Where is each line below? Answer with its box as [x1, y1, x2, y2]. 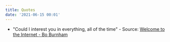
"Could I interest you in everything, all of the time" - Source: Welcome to [12, 26, 165, 32]
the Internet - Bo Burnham [12, 31, 68, 37]
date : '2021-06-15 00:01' [5, 12, 60, 17]
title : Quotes [5, 7, 36, 13]
